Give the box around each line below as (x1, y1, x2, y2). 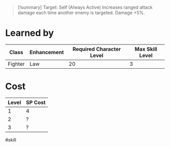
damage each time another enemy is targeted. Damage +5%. (17, 10, 145, 16)
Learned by (5, 27, 54, 39)
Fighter (8, 60, 25, 67)
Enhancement (29, 48, 64, 56)
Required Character (72, 45, 121, 53)
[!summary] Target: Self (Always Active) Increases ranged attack (17, 5, 153, 10)
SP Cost (26, 99, 46, 106)
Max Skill (135, 45, 157, 53)
